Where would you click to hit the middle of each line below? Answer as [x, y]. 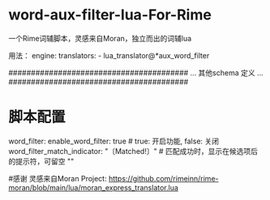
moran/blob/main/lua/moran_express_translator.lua [93, 187]
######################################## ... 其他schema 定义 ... [136, 72]
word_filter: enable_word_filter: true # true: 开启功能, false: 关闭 [114, 141]
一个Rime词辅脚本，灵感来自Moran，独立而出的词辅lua [100, 38]
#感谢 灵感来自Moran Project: [58, 178]
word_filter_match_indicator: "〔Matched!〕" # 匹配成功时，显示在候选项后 [133, 151]
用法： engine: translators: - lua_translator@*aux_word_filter [109, 55]
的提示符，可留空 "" [41, 161]
